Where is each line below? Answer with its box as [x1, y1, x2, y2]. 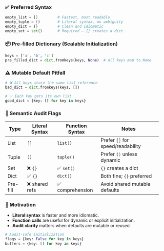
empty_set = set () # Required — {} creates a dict [5, 28, 123, 33]
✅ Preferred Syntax [5, 4, 52, 11]
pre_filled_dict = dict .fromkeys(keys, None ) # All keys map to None [5, 58, 152, 62]
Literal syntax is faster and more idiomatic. [12, 212, 99, 218]
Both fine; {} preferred [101, 173, 152, 179]
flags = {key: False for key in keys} [5, 237, 84, 242]
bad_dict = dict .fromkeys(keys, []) [5, 85, 80, 90]
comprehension [57, 187, 93, 193]
